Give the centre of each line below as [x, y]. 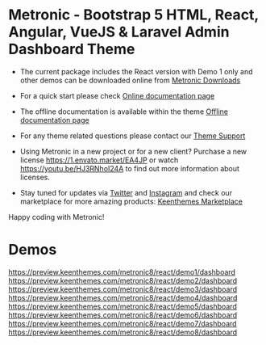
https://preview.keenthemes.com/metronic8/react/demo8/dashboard [123, 332]
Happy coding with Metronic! [56, 217]
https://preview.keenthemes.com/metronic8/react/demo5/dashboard [123, 306]
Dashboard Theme [72, 49]
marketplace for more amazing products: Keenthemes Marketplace [131, 201]
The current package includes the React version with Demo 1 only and [136, 71]
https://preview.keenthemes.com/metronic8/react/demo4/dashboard [123, 297]
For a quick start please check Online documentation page [117, 95]
